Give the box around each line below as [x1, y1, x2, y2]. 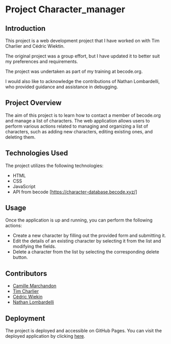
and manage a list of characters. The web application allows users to [5, 117, 150, 124]
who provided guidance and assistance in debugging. [5, 84, 118, 90]
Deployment [5, 314, 45, 322]
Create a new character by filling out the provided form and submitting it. [12, 232, 166, 239]
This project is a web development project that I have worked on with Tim [5, 37, 160, 44]
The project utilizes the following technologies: [5, 163, 104, 169]
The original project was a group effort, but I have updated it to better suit [5, 53, 160, 59]
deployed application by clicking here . [5, 333, 85, 339]
